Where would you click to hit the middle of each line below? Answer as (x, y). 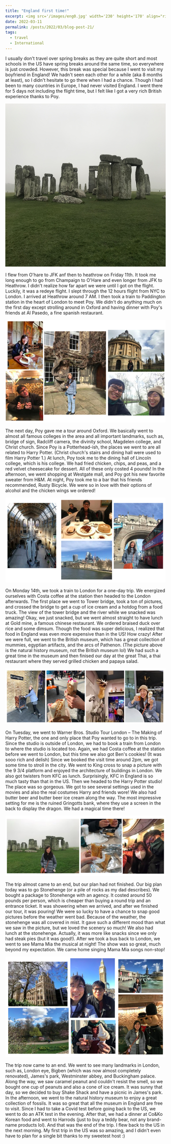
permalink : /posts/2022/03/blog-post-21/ (50, 27)
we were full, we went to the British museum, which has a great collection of (85, 640)
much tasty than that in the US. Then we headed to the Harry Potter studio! (84, 781)
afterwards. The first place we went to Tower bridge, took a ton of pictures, (84, 601)
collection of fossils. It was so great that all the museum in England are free (84, 1103)
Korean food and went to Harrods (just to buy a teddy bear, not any (76, 1119)
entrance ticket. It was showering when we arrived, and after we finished (82, 906)
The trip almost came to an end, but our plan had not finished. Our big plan (83, 884)
